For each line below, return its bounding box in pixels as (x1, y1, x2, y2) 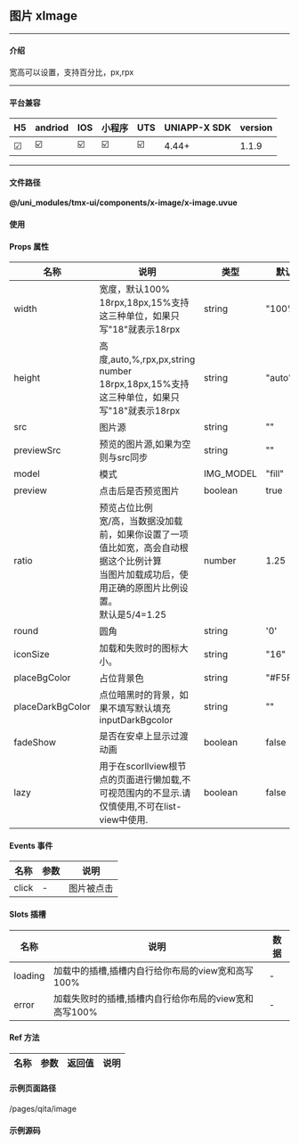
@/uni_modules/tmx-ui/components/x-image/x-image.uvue (9, 197, 238, 208)
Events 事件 (9, 840, 53, 851)
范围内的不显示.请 (117, 787, 191, 800)
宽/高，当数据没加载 (99, 515, 183, 528)
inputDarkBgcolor (99, 714, 174, 727)
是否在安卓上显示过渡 (99, 730, 189, 743)
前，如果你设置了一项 (99, 529, 189, 541)
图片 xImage (9, 8, 78, 24)
